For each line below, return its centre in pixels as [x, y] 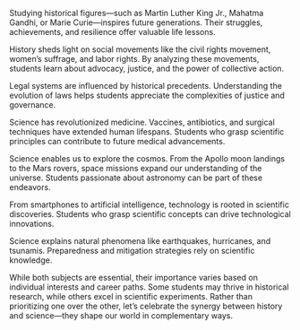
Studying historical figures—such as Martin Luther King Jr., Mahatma [137, 13]
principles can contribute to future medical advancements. [117, 141]
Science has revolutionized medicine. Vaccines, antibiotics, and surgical [142, 122]
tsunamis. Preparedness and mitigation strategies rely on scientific [132, 251]
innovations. [32, 224]
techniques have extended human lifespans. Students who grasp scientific [147, 132]
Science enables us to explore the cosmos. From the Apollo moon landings [147, 159]
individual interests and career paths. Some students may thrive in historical [149, 287]
